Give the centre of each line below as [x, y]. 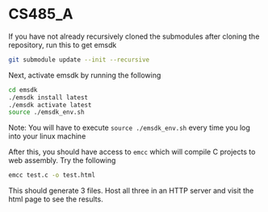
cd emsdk [23, 89]
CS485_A [41, 14]
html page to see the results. [56, 199]
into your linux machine [47, 136]
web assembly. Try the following [62, 160]
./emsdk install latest [48, 98]
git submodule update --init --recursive [79, 60]
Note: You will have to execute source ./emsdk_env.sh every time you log [129, 128]
